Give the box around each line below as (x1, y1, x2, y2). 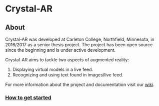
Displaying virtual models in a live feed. (12, 66, 93, 72)
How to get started (5, 94, 51, 101)
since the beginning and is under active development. (5, 47, 116, 53)
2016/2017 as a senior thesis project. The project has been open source (5, 42, 153, 48)
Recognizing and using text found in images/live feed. (12, 72, 123, 78)
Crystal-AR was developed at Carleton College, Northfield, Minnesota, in (5, 36, 154, 42)
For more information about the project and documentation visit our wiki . (5, 81, 154, 87)
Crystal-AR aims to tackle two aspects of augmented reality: (5, 57, 129, 63)
